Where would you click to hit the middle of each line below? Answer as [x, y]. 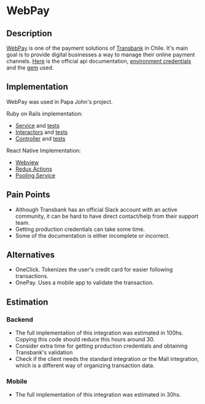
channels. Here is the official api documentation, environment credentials [99, 61]
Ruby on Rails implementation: [44, 114]
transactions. [32, 276]
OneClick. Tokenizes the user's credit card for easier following [94, 270]
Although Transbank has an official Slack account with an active [96, 209]
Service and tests [37, 125]
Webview [27, 162]
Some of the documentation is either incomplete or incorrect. [92, 235]
